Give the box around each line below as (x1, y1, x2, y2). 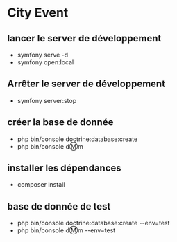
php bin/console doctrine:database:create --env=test (17, 219, 170, 227)
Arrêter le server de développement (7, 78, 165, 90)
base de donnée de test (7, 201, 111, 212)
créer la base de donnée (7, 116, 114, 129)
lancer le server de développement (7, 32, 162, 44)
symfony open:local (17, 58, 74, 66)
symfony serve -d (17, 50, 69, 59)
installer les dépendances (7, 162, 121, 174)
